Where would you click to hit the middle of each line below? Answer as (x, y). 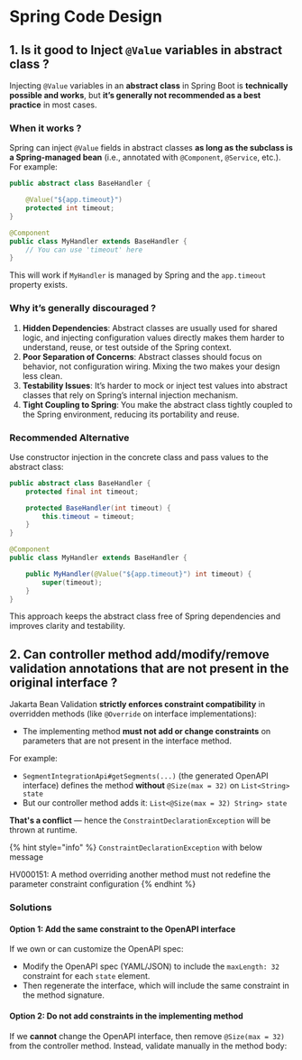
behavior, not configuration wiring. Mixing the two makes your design (151, 366)
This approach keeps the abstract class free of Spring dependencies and (145, 616)
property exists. (39, 285)
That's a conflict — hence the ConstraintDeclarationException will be (140, 820)
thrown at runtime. (44, 830)
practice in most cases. (53, 105)
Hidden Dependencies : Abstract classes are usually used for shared (150, 327)
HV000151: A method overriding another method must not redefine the (140, 875)
